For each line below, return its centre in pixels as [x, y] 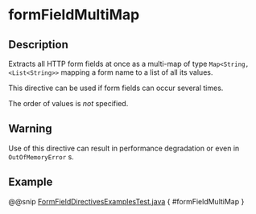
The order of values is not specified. [68, 103]
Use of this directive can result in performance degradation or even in [124, 148]
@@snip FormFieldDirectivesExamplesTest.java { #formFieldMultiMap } [126, 201]
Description [38, 45]
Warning [30, 129]
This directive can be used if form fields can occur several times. [116, 88]
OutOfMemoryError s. [41, 156]
